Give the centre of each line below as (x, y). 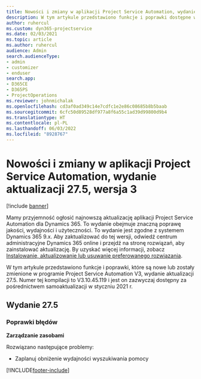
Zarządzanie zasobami (35, 335)
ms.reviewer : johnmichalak (40, 101)
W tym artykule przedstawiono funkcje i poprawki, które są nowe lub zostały (100, 267)
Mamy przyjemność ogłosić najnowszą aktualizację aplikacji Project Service (100, 217)
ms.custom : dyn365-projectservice (49, 28)
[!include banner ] (28, 206)
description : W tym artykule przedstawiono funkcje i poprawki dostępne (99, 17)
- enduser (19, 73)
